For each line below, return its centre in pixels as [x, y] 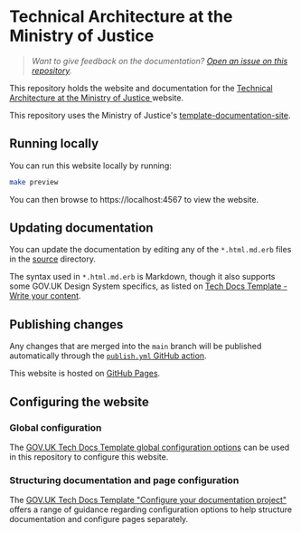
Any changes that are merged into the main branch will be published [136, 347]
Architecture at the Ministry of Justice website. [96, 98]
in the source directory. [53, 259]
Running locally [54, 143]
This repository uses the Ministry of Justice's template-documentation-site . [150, 115]
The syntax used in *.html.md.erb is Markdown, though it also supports [142, 277]
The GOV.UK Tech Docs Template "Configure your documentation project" [148, 500]
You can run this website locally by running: [90, 166]
